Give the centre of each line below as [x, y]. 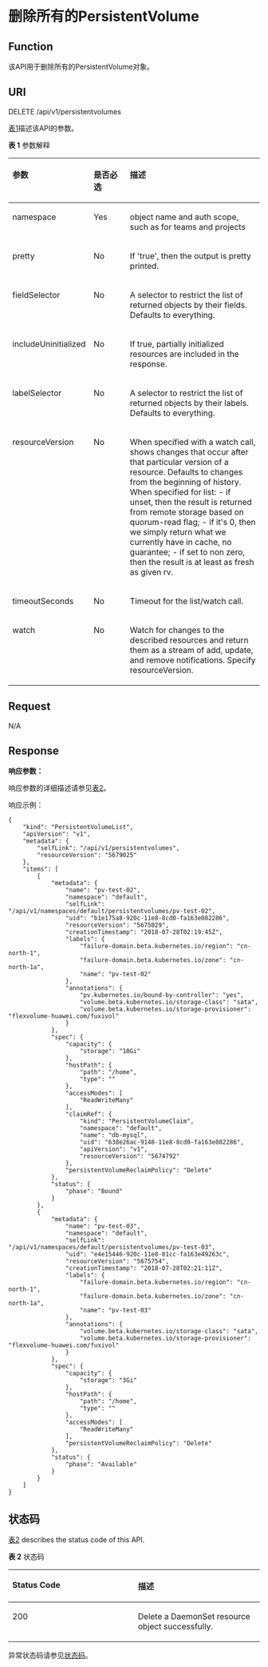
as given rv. [152, 571]
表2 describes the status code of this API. [77, 1540]
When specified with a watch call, [193, 442]
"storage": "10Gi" [110, 1052]
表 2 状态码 [27, 1557]
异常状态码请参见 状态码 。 [50, 1655]
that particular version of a [179, 462]
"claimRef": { [89, 1114]
